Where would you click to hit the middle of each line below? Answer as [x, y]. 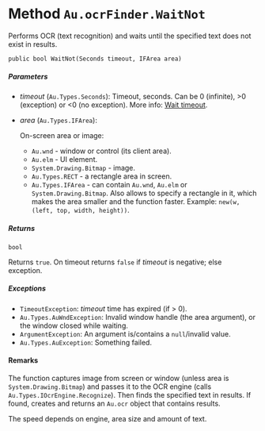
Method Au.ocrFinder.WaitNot [107, 14]
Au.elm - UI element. [64, 159]
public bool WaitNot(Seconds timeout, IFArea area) [95, 59]
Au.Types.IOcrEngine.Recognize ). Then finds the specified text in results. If [130, 395]
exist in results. [33, 44]
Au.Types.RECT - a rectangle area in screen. [102, 176]
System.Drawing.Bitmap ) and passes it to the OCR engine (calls [110, 387]
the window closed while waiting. [74, 325]
